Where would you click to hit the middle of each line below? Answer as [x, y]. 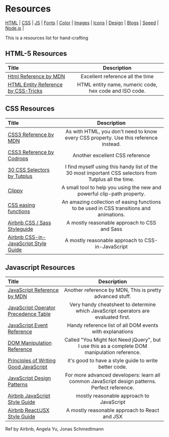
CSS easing [21, 205]
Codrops [18, 158]
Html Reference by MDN [36, 76]
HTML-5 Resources [36, 54]
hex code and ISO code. [117, 91]
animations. [111, 214]
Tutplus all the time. [111, 179]
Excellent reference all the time [117, 76]
